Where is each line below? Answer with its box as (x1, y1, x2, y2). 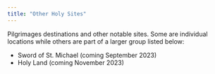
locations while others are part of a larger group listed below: (7, 37, 185, 46)
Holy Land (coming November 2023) (17, 58, 125, 67)
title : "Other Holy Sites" (7, 10, 87, 18)
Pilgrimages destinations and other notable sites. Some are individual (7, 30, 208, 38)
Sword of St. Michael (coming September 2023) (17, 51, 157, 59)
